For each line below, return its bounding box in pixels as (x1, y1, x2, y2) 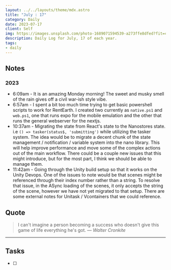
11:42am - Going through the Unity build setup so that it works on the (12, 166, 157, 173)
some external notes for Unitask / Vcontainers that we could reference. (12, 194, 162, 200)
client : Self (5, 26, 33, 32)
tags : (5, 41, 17, 46)
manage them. (12, 161, 43, 167)
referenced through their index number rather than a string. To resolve (12, 177, 160, 184)
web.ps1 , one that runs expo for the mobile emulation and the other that (12, 112, 162, 118)
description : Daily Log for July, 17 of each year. (5, 36, 117, 41)
